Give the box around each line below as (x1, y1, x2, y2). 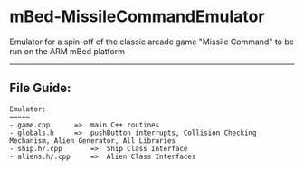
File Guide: (9, 80, 71, 96)
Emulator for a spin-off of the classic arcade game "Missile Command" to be (9, 36, 294, 47)
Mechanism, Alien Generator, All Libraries (9, 136, 176, 146)
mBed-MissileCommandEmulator (9, 6, 265, 27)
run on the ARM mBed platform (9, 45, 125, 56)
